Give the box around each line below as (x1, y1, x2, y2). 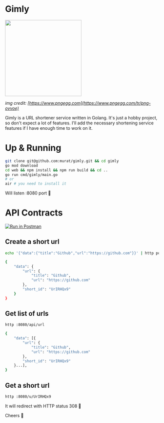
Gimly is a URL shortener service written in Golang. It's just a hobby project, (5, 115, 158, 120)
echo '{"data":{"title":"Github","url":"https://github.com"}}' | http (5, 251, 154, 256)
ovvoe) (5, 105, 19, 111)
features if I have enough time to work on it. (5, 125, 93, 131)
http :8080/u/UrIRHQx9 (5, 394, 51, 399)
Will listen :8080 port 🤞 (5, 190, 51, 196)
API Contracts (5, 207, 63, 218)
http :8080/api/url (5, 322, 45, 328)
